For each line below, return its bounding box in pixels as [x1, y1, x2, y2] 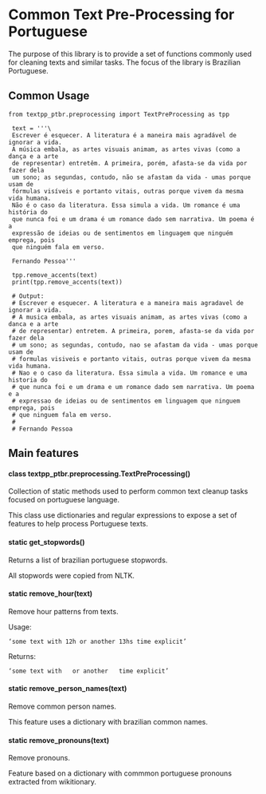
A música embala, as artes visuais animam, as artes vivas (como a [11, 145, 241, 153]
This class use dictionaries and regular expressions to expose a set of [8, 510, 237, 520]
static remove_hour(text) [8, 589, 93, 598]
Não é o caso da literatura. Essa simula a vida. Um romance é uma [11, 201, 241, 209]
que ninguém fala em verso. [11, 243, 105, 251]
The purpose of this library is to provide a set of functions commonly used [8, 49, 252, 58]
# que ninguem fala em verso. [11, 411, 112, 419]
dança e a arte [8, 152, 59, 161]
